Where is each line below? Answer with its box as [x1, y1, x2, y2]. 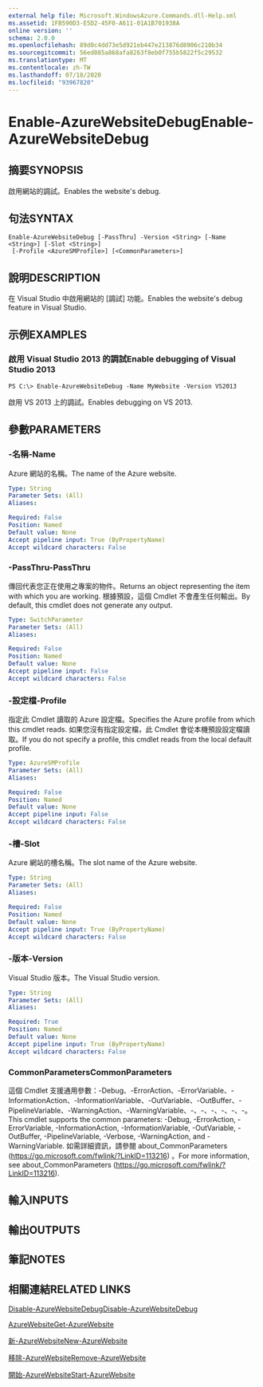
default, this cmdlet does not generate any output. [8, 600, 173, 610]
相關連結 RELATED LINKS [8, 1282, 131, 1296]
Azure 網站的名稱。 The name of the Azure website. [8, 468, 177, 478]
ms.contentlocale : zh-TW [8, 64, 91, 72]
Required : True [8, 1018, 59, 1026]
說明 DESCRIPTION [8, 271, 101, 284]
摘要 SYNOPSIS [8, 164, 84, 177]
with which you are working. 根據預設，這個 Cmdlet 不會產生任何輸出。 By [8, 591, 251, 601]
